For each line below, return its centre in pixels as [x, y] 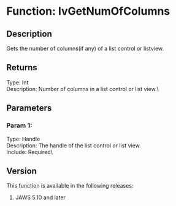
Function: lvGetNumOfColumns [88, 11]
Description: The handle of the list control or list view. [74, 145]
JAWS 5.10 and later [40, 197]
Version [21, 171]
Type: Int [17, 82]
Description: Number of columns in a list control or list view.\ [83, 89]
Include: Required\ [30, 152]
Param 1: [19, 125]
